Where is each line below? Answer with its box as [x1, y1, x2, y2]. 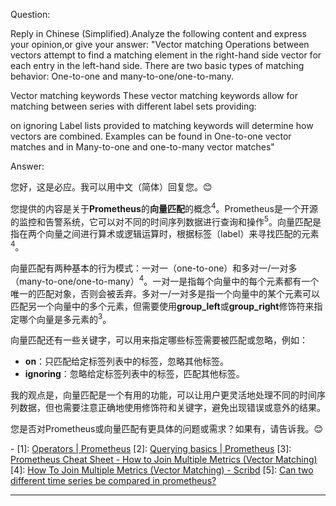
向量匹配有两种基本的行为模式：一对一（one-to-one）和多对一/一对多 [10, 262, 298, 274]
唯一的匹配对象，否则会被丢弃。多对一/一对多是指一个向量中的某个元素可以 [10, 287, 321, 299]
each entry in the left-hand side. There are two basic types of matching [10, 60, 305, 71]
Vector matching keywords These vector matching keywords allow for [10, 90, 298, 101]
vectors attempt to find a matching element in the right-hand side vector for [10, 49, 322, 61]
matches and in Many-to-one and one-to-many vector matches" [10, 141, 275, 153]
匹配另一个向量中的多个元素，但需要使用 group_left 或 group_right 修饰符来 [10, 300, 315, 312]
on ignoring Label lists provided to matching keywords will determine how [10, 120, 314, 131]
